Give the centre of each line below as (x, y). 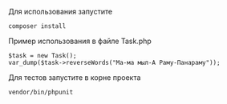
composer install (37, 26)
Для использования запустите (61, 12)
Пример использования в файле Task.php (80, 41)
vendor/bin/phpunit (41, 92)
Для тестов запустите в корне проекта (75, 78)
